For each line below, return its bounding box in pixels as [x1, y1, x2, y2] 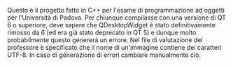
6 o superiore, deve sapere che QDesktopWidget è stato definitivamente [7, 21, 216, 29]
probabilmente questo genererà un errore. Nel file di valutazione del [7, 36, 203, 44]
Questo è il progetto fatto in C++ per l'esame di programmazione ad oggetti [7, 6, 225, 14]
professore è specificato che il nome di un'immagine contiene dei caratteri [7, 44, 222, 51]
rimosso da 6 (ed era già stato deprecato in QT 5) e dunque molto [7, 28, 197, 37]
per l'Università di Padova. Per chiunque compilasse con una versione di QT [7, 13, 226, 22]
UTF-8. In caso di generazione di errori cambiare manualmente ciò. [7, 51, 202, 59]
